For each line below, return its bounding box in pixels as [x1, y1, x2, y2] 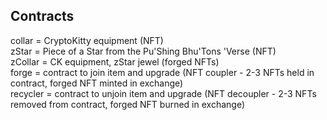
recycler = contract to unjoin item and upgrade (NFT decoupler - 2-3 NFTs [10, 87, 317, 99]
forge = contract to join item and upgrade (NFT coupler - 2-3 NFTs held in [10, 66, 315, 78]
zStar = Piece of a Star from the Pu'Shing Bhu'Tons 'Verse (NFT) [10, 45, 277, 57]
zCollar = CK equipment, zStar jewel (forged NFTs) [10, 55, 220, 68]
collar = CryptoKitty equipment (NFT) [10, 34, 164, 46]
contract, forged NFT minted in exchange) [10, 77, 184, 89]
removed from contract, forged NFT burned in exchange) [10, 98, 246, 110]
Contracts [10, 8, 75, 25]
